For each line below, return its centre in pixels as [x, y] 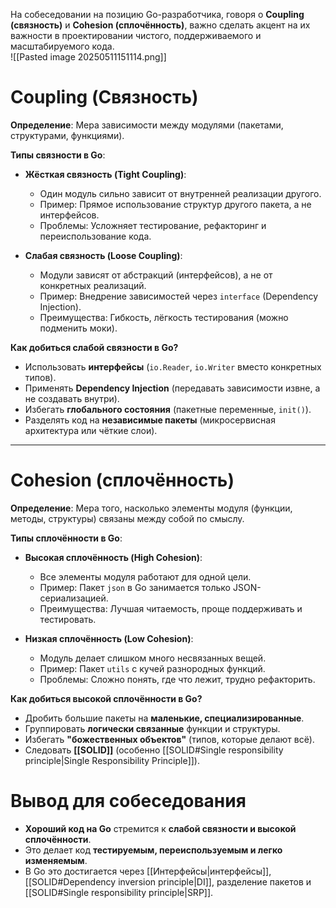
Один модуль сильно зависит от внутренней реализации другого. [180, 193]
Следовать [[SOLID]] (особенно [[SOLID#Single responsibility [154, 750]
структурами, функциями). [67, 135]
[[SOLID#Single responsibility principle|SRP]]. [119, 892]
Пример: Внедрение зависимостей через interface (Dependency [179, 296]
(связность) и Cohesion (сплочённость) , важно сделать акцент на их [160, 25]
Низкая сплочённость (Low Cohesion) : [109, 638]
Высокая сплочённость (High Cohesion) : [113, 557]
